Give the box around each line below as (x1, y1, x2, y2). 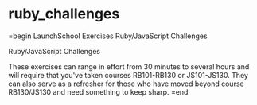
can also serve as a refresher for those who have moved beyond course (8, 79, 244, 88)
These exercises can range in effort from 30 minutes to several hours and (8, 61, 250, 72)
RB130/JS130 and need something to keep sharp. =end (8, 87, 189, 96)
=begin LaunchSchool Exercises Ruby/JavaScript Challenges (8, 31, 208, 41)
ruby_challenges (8, 5, 120, 23)
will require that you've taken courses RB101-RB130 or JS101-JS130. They (8, 70, 249, 80)
